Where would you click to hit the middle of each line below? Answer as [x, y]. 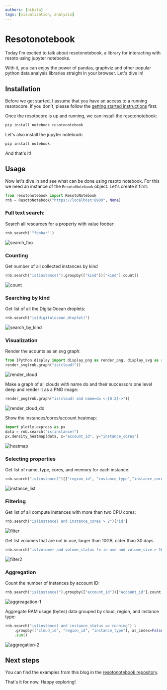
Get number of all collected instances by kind [51, 266]
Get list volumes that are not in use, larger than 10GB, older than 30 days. [80, 540]
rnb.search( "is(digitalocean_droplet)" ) [48, 318]
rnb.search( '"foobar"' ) [30, 233]
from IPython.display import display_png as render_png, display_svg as [82, 360]
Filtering [15, 501]
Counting [17, 255]
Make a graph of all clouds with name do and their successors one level [79, 384]
